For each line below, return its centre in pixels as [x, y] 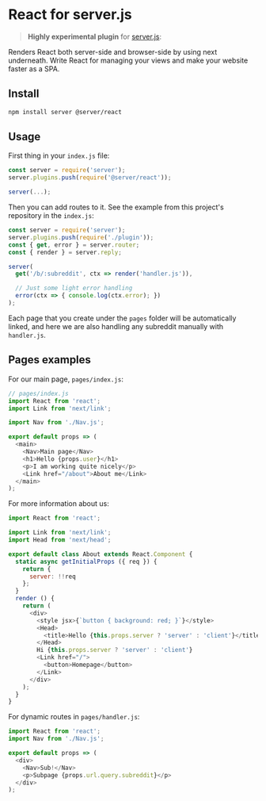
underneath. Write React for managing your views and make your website [128, 60]
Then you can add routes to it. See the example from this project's [116, 207]
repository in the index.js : [51, 216]
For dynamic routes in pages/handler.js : [74, 717]
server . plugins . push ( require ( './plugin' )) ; [81, 237]
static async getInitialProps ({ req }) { [86, 561]
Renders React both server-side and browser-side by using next [113, 52]
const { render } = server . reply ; [65, 252]
